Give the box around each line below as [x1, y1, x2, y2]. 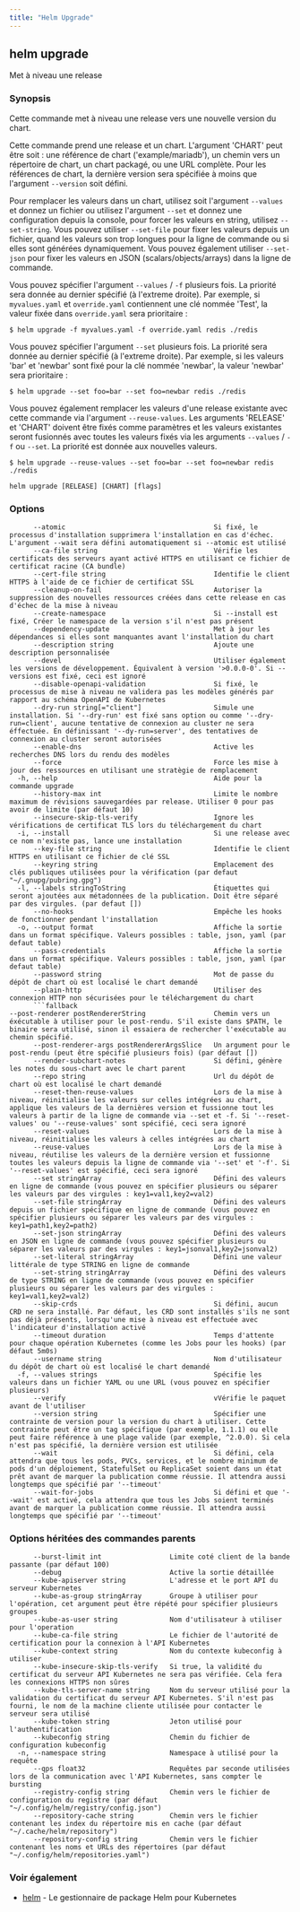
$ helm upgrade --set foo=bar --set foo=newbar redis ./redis [9, 387, 246, 395]
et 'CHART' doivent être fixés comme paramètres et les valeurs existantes [9, 422, 282, 432]
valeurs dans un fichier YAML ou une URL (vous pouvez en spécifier [9, 1378, 270, 1387]
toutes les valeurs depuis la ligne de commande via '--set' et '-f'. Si [9, 1159, 291, 1168]
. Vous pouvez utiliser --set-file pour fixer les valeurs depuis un [48, 223, 289, 234]
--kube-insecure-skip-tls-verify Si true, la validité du [32, 1663, 262, 1672]
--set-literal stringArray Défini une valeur [32, 1253, 282, 1262]
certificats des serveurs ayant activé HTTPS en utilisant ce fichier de [9, 554, 291, 563]
